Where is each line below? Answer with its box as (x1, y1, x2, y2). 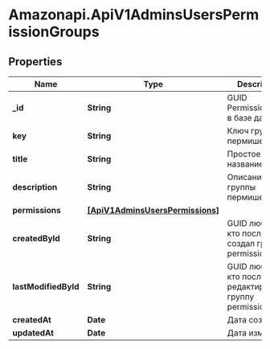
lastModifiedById (12, 281, 80, 292)
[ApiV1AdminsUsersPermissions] (87, 205, 219, 216)
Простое (227, 149, 261, 159)
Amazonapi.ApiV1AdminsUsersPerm (8, 6, 260, 24)
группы (227, 182, 256, 192)
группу (227, 291, 255, 302)
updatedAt (12, 327, 55, 339)
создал (227, 238, 256, 248)
